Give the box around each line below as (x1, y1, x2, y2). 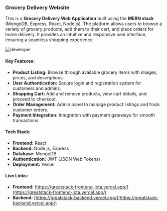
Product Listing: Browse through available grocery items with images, (12, 69, 157, 75)
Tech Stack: (5, 129, 31, 135)
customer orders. (12, 107, 49, 113)
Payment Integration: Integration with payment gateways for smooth (12, 112, 155, 118)
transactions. (12, 117, 40, 123)
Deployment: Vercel (12, 161, 55, 167)
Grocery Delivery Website (5, 4, 70, 11)
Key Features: (5, 58, 35, 64)
